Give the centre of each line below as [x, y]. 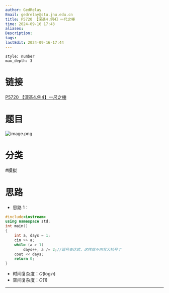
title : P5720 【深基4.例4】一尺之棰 [40, 19]
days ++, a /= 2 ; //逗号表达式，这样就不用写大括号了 [72, 249]
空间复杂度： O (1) [30, 280]
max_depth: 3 [19, 61]
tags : [11, 38]
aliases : [14, 29]
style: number [20, 56]
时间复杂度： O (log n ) [34, 274]
